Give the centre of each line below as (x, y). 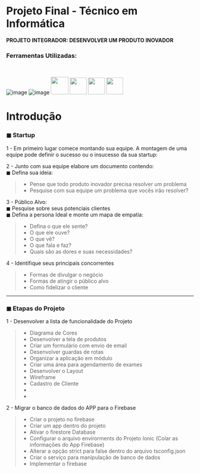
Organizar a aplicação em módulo (71, 358)
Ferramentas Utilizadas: (42, 55)
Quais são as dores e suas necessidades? (81, 251)
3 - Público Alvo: (27, 202)
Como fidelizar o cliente (59, 287)
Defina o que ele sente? (59, 226)
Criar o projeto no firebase (62, 419)
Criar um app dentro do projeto (68, 426)
